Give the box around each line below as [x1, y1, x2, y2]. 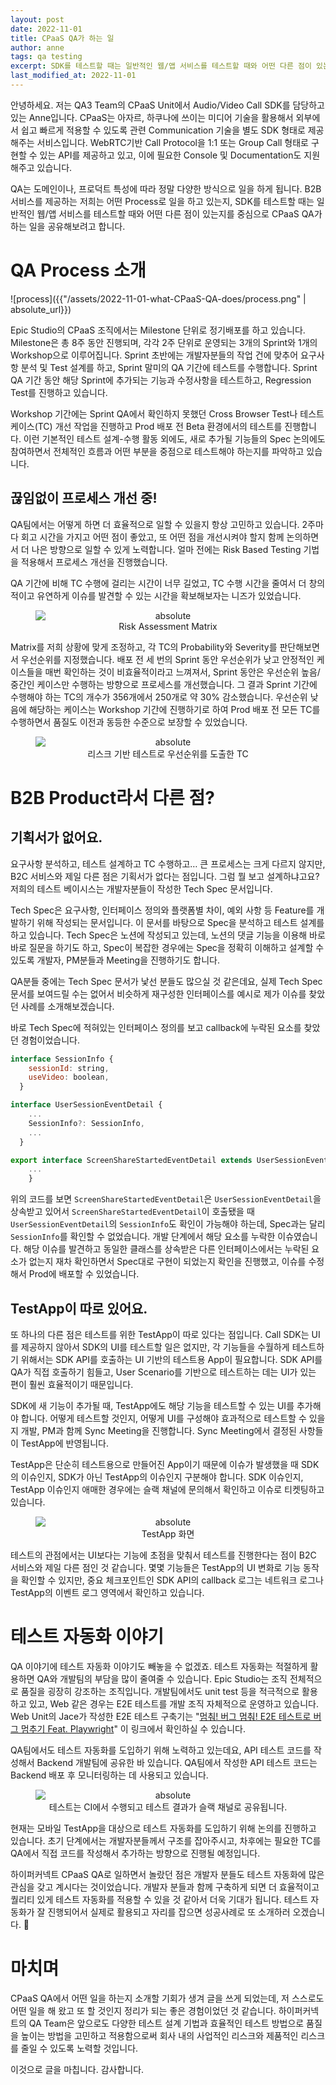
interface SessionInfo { [10, 1054, 114, 1064]
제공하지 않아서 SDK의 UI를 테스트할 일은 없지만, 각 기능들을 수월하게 [20, 1341, 290, 1353]
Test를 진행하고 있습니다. [10, 386, 108, 398]
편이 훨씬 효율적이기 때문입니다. [10, 1378, 134, 1390]
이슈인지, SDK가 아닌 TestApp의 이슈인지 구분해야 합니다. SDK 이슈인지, [20, 1471, 304, 1483]
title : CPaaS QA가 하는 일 [10, 33, 115, 43]
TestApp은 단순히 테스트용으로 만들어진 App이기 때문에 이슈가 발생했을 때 [10, 1458, 299, 1470]
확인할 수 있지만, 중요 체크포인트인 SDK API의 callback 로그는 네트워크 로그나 [20, 1574, 324, 1586]
